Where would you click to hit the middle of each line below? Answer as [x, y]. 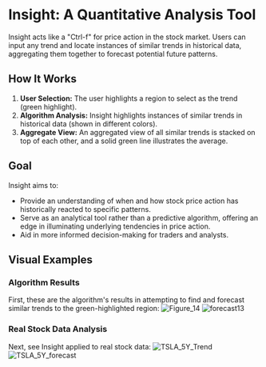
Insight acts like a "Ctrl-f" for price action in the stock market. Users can [127, 37]
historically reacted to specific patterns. [85, 209]
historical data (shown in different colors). [89, 124]
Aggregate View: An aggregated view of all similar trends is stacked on [137, 132]
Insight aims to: [33, 185]
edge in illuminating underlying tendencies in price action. [115, 226]
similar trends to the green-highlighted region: [84, 309]
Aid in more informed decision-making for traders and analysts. [124, 234]
